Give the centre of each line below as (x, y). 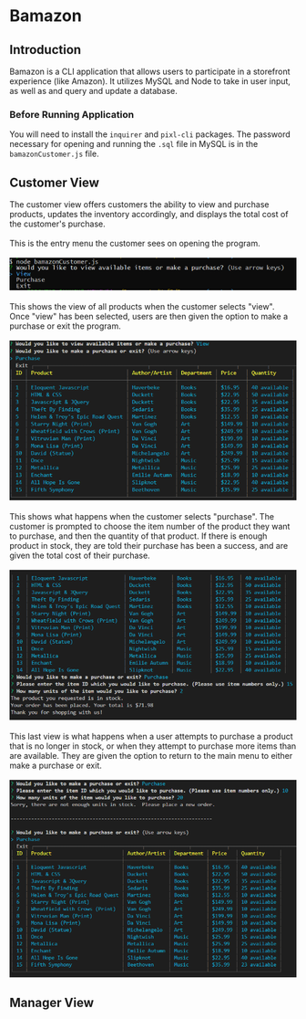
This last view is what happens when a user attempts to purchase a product (151, 736)
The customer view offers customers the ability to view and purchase (139, 205)
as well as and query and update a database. (93, 91)
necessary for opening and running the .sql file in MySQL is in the (134, 144)
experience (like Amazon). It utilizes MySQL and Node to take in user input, (150, 81)
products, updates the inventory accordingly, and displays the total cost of (149, 215)
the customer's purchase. (58, 224)
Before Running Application (72, 114)
